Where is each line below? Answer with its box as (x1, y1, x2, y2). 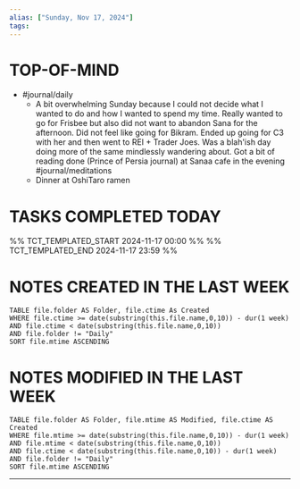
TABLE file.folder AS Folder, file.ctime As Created (9, 306, 210, 316)
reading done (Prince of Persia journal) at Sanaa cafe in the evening (35, 156, 286, 166)
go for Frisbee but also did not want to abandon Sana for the (35, 118, 258, 129)
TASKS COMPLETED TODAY (9, 207, 221, 226)
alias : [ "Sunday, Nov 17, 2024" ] (9, 13, 134, 22)
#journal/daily (21, 89, 73, 100)
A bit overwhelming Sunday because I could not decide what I (35, 99, 263, 110)
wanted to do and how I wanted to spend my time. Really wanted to (35, 108, 283, 119)
